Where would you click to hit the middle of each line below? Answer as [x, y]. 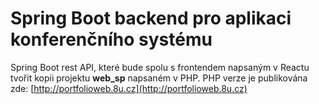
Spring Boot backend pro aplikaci [151, 18]
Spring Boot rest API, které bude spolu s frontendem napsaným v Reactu [160, 67]
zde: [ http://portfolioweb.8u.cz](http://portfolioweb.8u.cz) [129, 88]
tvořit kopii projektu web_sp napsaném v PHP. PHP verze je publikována [159, 78]
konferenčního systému [111, 39]
